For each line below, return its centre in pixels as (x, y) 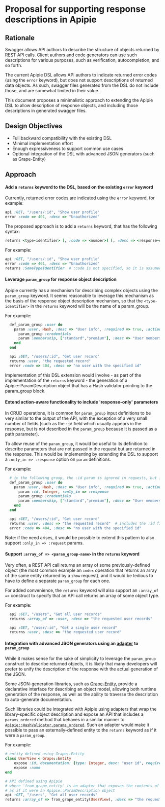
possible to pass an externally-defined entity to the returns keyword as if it (81, 730)
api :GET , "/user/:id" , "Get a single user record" (64, 627)
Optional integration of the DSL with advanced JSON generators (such (83, 153)
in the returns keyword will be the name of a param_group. (90, 306)
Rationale (20, 38)
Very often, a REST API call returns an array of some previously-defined (78, 565)
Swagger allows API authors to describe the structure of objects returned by (82, 50)
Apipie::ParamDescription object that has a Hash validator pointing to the (79, 385)
